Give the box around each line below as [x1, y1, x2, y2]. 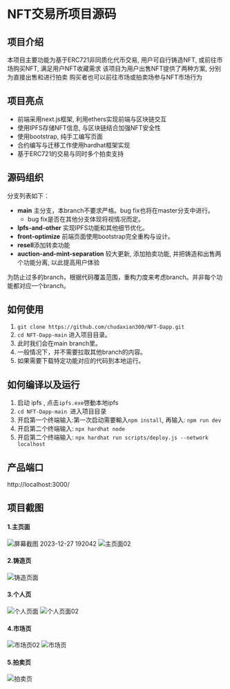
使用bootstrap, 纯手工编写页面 [17, 132, 104, 141]
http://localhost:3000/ [7, 481, 70, 489]
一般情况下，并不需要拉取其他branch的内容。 [17, 348, 147, 357]
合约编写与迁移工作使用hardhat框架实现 [17, 141, 131, 149]
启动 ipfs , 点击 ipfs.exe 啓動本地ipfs [17, 399, 119, 407]
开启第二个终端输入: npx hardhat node [17, 424, 126, 433]
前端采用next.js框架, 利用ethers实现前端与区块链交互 [17, 115, 167, 123]
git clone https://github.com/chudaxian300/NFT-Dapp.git [17, 323, 185, 331]
